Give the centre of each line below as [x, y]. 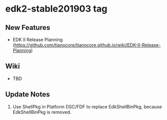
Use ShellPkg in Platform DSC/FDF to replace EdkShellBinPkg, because [87, 106]
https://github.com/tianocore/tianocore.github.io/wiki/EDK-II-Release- [88, 45]
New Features [28, 28]
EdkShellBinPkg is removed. [42, 112]
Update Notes [27, 94]
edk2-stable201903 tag [57, 9]
